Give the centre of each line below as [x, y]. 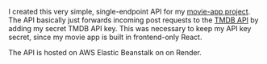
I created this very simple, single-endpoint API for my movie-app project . [129, 12]
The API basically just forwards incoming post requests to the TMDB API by [133, 20]
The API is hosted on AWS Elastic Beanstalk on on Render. [105, 52]
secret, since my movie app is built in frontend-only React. [105, 37]
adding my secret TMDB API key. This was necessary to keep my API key [130, 28]
